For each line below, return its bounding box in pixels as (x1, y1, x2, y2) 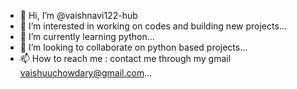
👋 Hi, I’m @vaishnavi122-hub (19, 10, 138, 21)
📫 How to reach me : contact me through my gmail (19, 53, 232, 64)
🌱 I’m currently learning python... (19, 31, 155, 42)
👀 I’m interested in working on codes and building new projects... (19, 20, 287, 32)
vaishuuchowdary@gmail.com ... (19, 67, 153, 79)
